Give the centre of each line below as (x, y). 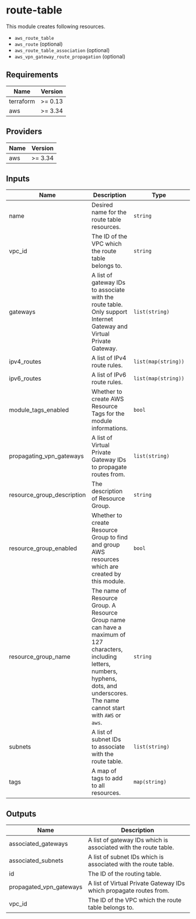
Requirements (32, 75)
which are (105, 567)
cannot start (108, 708)
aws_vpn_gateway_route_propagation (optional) (70, 56)
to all (98, 785)
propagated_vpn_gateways (46, 887)
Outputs (21, 814)
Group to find (110, 538)
